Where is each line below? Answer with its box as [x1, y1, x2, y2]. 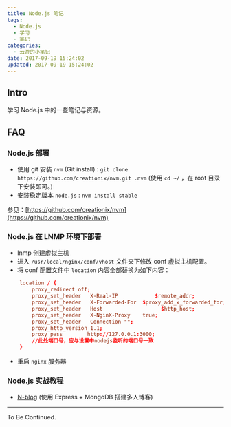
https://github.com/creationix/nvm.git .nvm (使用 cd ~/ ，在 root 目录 [16, 174, 221, 183]
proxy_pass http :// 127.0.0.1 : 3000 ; [32, 331, 155, 338]
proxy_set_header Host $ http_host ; [32, 305, 195, 312]
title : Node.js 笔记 [7, 10, 64, 17]
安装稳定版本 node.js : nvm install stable [16, 191, 137, 200]
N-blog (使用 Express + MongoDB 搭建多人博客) [16, 393, 153, 402]
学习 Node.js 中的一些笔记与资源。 [7, 106, 105, 114]
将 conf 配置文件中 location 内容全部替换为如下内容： [16, 266, 170, 274]
